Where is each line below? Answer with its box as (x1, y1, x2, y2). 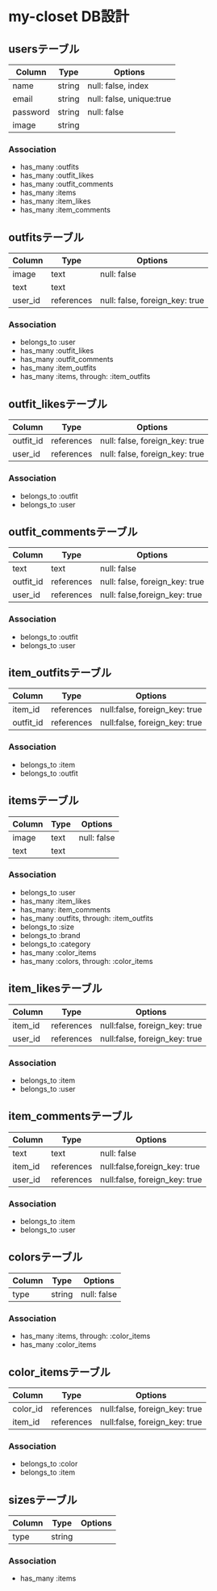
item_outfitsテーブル (8, 666, 112, 680)
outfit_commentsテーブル (8, 524, 139, 538)
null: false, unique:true (87, 94, 172, 104)
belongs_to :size (19, 922, 75, 932)
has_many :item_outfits (19, 363, 97, 372)
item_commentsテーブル (8, 1109, 133, 1123)
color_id (12, 1403, 43, 1414)
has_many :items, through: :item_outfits (19, 372, 151, 381)
